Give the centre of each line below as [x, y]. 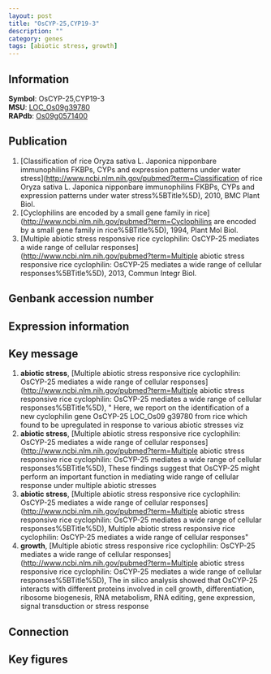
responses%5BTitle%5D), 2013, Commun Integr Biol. [108, 273]
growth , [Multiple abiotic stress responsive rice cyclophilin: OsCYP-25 [138, 546]
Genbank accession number [81, 298]
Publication [38, 142]
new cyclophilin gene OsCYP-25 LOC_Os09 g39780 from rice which [133, 417]
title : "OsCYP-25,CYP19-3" [54, 24]
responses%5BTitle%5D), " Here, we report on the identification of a [135, 408]
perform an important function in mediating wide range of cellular [129, 477]
